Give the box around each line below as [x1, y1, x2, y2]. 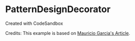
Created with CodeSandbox [5, 20, 63, 26]
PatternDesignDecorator [5, 4, 111, 15]
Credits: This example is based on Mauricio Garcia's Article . [5, 30, 130, 36]
